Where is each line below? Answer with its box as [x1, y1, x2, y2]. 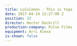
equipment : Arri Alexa [5, 29, 51, 34]
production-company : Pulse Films [5, 25, 73, 30]
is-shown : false [5, 34, 38, 39]
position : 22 [5, 16, 31, 21]
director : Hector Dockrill [5, 20, 60, 25]
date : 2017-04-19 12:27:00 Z [5, 11, 64, 16]
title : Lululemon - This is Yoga [5, 7, 73, 12]
